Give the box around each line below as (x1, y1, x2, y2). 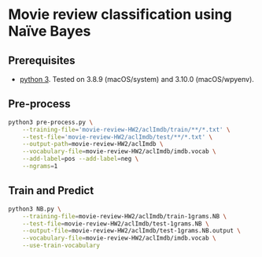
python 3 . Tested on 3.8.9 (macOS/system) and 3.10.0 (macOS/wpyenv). (19, 75, 254, 84)
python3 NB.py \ (8, 205, 61, 213)
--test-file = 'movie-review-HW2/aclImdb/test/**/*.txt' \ (22, 132, 213, 141)
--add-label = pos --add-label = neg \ (22, 155, 139, 163)
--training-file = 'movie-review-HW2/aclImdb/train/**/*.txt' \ (22, 125, 231, 133)
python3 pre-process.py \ (8, 118, 93, 126)
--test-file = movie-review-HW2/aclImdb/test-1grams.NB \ (22, 219, 210, 228)
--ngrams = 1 (22, 162, 58, 170)
